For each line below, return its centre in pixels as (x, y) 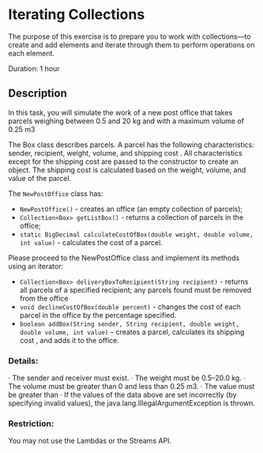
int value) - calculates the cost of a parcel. (91, 242)
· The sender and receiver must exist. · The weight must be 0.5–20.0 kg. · (127, 378)
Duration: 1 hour (34, 68)
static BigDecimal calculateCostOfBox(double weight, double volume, (137, 235)
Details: (23, 361)
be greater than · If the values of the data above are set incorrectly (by (122, 395)
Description (38, 94)
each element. (32, 53)
